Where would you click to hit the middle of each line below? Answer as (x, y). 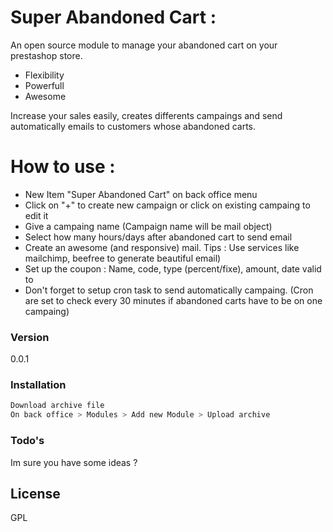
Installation (38, 385)
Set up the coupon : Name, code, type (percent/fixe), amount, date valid (173, 268)
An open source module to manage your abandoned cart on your (144, 45)
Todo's (27, 441)
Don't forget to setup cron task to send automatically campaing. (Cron (169, 290)
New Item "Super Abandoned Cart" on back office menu (141, 194)
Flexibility (44, 75)
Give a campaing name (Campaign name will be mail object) (148, 226)
